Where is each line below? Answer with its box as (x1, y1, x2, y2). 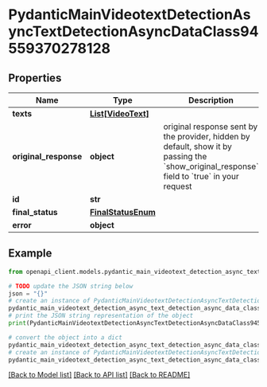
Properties (8, 71, 62, 84)
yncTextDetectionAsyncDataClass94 (8, 22, 259, 41)
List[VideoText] (90, 108, 149, 119)
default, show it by (163, 141, 232, 152)
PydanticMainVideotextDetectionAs (8, 6, 251, 24)
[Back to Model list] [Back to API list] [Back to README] (8, 370, 191, 380)
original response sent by (163, 121, 258, 132)
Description (188, 95, 234, 105)
